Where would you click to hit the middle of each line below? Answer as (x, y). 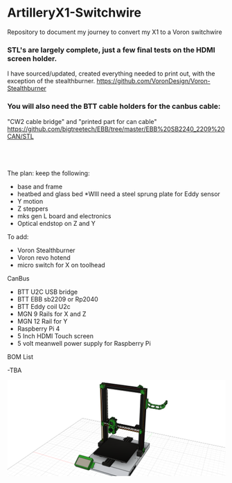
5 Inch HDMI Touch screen (55, 336)
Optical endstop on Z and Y (56, 223)
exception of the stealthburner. (51, 81)
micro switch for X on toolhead (61, 265)
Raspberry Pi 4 (38, 328)
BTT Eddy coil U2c (44, 306)
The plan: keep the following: (48, 173)
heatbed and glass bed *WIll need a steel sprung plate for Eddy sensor (118, 194)
